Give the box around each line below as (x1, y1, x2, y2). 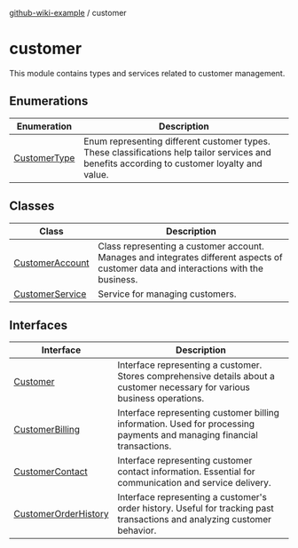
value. (83, 168, 109, 180)
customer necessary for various (117, 381, 251, 393)
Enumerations (9, 93, 89, 109)
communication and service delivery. (117, 477, 272, 489)
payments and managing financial (117, 429, 259, 441)
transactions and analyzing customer (117, 513, 272, 526)
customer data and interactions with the (98, 262, 264, 274)
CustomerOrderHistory (13, 508, 109, 520)
